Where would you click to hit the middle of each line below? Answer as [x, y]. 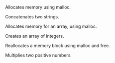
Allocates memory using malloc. [38, 7]
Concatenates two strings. [32, 17]
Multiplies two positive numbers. [39, 55]
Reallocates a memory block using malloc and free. [58, 46]
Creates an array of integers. [35, 36]
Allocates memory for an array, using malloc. [51, 26]
